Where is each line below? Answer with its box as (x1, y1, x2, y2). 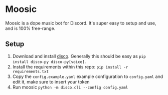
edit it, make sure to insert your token (12, 78, 90, 84)
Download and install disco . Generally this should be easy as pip (12, 53, 146, 59)
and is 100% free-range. (5, 25, 56, 31)
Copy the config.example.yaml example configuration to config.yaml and (12, 73, 163, 79)
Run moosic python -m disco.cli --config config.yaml (12, 84, 128, 90)
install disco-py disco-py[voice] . (12, 58, 86, 64)
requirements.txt (12, 69, 49, 74)
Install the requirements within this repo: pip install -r (12, 63, 128, 69)
